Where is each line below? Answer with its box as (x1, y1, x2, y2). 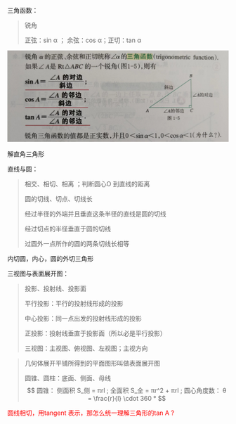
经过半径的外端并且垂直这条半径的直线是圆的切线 (24, 210, 166, 218)
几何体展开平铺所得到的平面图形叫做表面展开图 (24, 359, 160, 368)
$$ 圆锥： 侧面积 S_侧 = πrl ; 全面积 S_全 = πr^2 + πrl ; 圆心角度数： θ (27, 386, 227, 395)
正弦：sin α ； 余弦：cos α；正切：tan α (24, 36, 142, 44)
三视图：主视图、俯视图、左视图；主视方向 (24, 344, 148, 353)
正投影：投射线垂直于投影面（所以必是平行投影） (24, 329, 166, 338)
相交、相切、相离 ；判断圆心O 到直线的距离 (24, 180, 150, 188)
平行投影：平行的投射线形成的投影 (24, 300, 124, 308)
